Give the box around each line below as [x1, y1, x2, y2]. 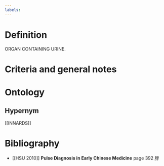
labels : [5, 7, 21, 13]
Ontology [5, 86, 45, 98]
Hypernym [5, 106, 39, 115]
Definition [5, 29, 48, 40]
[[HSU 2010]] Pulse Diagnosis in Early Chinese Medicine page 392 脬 [12, 155, 159, 161]
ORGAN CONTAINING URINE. [5, 46, 66, 52]
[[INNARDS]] [5, 120, 31, 126]
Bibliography [5, 137, 60, 149]
